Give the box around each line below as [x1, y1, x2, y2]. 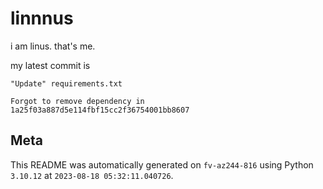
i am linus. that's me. [10, 40, 96, 52]
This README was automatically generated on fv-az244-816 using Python [10, 158, 314, 171]
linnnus [10, 7, 74, 30]
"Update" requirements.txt [10, 78, 123, 89]
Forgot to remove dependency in [10, 96, 145, 106]
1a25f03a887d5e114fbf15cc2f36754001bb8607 [10, 105, 190, 115]
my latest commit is [10, 59, 91, 71]
